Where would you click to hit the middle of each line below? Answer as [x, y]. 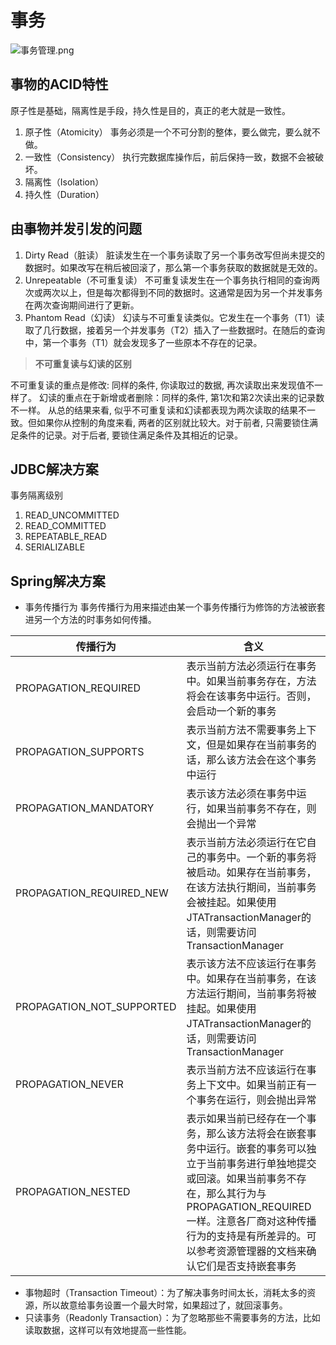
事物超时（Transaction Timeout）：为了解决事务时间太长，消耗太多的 [166, 1293]
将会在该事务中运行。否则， [251, 696]
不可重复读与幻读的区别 [83, 363]
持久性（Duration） [64, 194]
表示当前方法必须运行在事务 [251, 666]
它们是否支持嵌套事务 [246, 1266]
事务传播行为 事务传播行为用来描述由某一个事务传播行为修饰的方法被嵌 [170, 607]
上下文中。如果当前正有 [251, 1085]
